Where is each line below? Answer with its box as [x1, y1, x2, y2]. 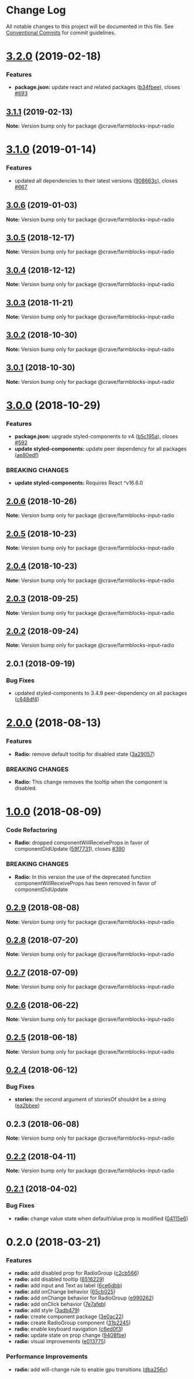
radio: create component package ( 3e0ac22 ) [14, 1313, 124, 1320]
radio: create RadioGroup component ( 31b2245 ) [14, 1319, 131, 1326]
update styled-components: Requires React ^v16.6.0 [14, 479, 143, 486]
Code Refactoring [6, 826, 57, 834]
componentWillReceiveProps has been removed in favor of [14, 879, 157, 886]
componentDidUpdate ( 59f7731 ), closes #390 [14, 845, 126, 852]
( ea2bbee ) [14, 1102, 40, 1109]
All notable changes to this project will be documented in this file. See [6, 23, 174, 30]
